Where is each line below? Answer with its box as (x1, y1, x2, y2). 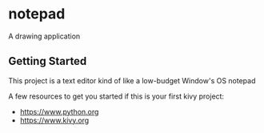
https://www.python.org (19, 107, 99, 116)
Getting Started (8, 54, 87, 68)
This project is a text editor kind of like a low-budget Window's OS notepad (8, 75, 256, 85)
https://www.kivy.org (19, 115, 90, 125)
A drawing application (8, 31, 81, 41)
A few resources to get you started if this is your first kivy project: (8, 91, 225, 101)
